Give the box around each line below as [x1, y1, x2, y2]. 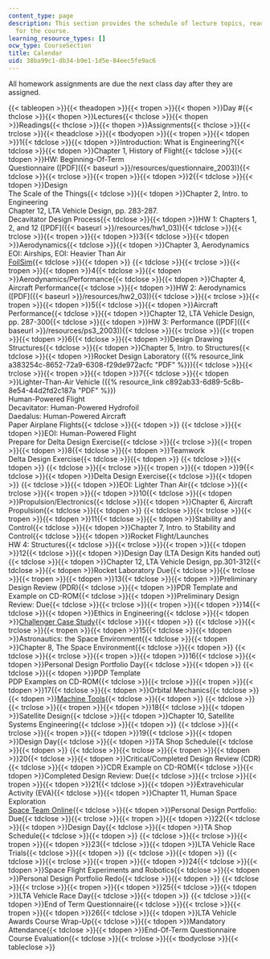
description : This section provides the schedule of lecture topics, [8, 19, 247, 27]
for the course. [15, 27, 70, 35]
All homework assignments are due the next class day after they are [8, 78, 233, 89]
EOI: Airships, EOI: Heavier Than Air [8, 248, 126, 258]
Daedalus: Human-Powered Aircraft [8, 411, 126, 421]
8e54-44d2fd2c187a [8, 385, 76, 395]
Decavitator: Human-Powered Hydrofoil [8, 402, 139, 412]
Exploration [8, 796, 47, 806]
